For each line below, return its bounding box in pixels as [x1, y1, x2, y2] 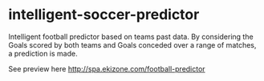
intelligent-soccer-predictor [8, 6, 200, 24]
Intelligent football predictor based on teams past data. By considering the [8, 32, 254, 41]
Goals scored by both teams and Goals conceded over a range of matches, [8, 40, 257, 49]
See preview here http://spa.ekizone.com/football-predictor [8, 64, 206, 73]
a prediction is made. [8, 48, 78, 58]
